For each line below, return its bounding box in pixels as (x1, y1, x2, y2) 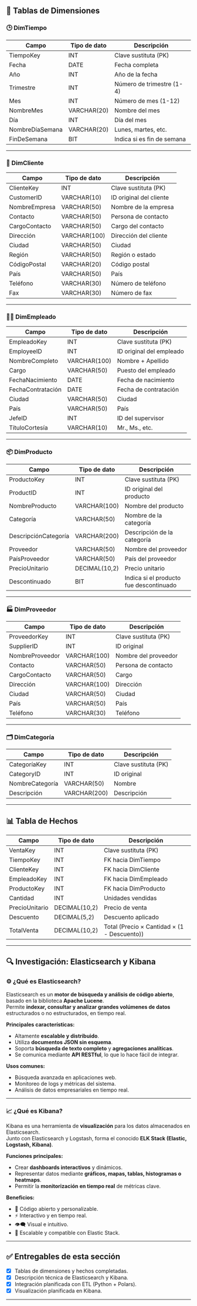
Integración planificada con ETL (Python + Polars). (14, 1280, 137, 1287)
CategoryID (9, 770, 41, 778)
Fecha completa (114, 61, 159, 69)
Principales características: (6, 1020, 75, 1028)
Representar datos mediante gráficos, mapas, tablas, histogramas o (14, 1170, 182, 1177)
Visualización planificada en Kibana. (14, 1287, 103, 1294)
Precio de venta (103, 903, 148, 911)
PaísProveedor (9, 555, 50, 563)
